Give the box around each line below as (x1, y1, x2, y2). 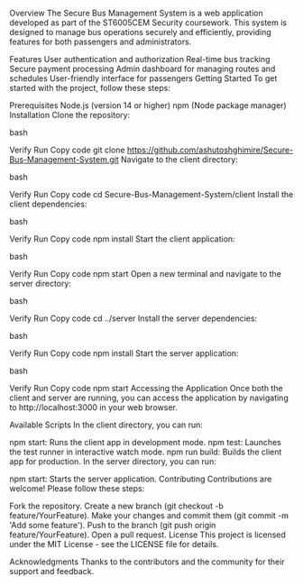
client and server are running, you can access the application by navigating (9, 392, 289, 403)
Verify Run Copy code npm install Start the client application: (9, 233, 236, 244)
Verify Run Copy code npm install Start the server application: (9, 348, 239, 359)
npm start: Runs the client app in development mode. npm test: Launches (9, 437, 282, 447)
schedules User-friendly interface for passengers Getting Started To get (9, 73, 278, 84)
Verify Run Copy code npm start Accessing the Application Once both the (9, 383, 283, 393)
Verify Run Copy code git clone (9, 144, 125, 155)
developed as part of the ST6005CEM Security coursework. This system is (9, 17, 287, 28)
